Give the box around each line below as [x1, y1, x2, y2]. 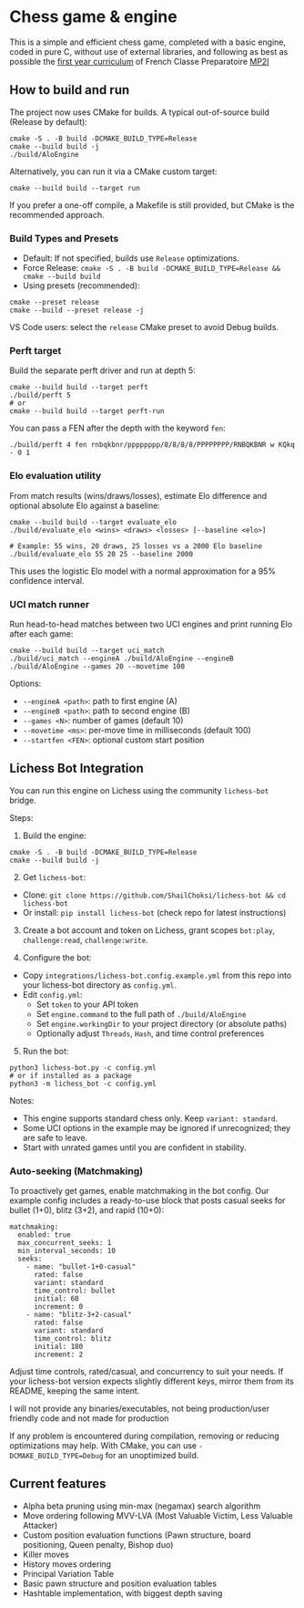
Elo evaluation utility [9, 470, 102, 482]
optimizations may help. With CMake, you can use [9, 1440, 198, 1451]
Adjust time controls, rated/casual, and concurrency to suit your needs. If [9, 1366, 284, 1377]
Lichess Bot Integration [9, 761, 144, 776]
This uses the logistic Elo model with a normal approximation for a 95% [9, 565, 276, 576]
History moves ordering [22, 1558, 112, 1570]
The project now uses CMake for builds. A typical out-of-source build [9, 107, 270, 118]
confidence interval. [9, 575, 85, 586]
